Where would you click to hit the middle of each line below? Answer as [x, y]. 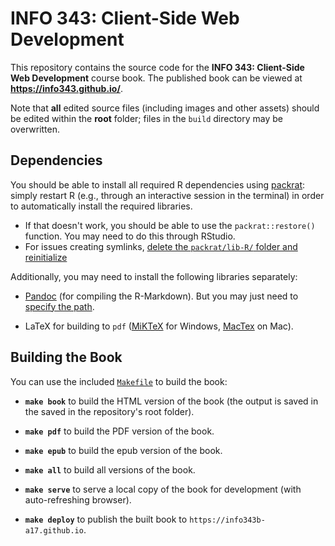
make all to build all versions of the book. [110, 469]
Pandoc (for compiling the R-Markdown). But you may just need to [161, 296]
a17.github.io [54, 530]
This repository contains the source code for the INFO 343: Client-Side [157, 67]
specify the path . [59, 306]
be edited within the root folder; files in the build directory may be [147, 118]
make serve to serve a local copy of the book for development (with [163, 489]
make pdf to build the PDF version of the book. [119, 431]
